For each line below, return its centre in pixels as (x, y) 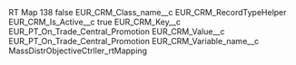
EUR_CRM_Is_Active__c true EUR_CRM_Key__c (94, 22)
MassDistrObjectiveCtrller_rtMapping (78, 51)
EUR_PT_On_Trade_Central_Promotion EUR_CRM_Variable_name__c (134, 41)
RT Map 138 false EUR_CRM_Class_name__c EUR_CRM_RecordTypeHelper (148, 12)
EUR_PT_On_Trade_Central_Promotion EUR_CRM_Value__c (117, 32)
